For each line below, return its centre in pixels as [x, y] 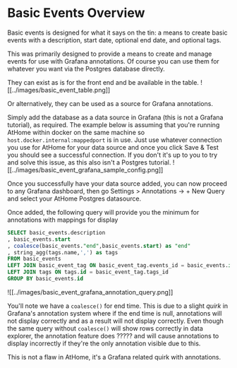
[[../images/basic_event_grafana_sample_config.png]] [85, 170]
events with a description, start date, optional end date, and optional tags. [114, 40]
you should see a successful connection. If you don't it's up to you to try [113, 155]
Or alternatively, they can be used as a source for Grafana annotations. [110, 103]
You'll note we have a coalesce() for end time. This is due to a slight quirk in [118, 306]
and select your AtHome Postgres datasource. [74, 198]
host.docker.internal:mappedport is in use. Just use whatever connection [115, 140]
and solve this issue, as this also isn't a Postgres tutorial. [89, 162]
